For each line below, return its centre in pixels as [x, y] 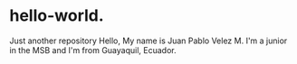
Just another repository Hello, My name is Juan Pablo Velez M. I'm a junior [148, 41]
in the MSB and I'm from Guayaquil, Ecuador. [93, 50]
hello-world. [57, 16]
